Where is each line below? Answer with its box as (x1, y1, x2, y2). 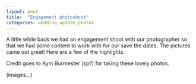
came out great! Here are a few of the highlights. (6, 49, 125, 56)
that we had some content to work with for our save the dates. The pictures (6, 42, 191, 49)
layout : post (6, 8, 39, 15)
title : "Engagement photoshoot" (6, 14, 89, 20)
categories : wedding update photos (6, 20, 94, 25)
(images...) (6, 72, 33, 79)
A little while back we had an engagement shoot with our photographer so (6, 36, 188, 43)
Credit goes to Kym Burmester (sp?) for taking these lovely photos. (6, 60, 170, 67)
